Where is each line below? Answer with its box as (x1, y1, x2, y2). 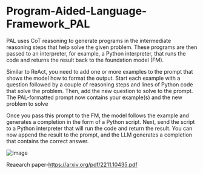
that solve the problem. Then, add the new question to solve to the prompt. (6, 87, 193, 94)
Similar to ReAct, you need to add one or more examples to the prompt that (6, 68, 193, 75)
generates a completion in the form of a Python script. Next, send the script (6, 118, 195, 125)
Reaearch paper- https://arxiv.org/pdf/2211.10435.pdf (6, 161, 138, 168)
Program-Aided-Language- (6, 4, 147, 18)
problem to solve (6, 100, 48, 107)
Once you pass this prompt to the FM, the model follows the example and (6, 112, 190, 119)
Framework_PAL (6, 17, 90, 31)
